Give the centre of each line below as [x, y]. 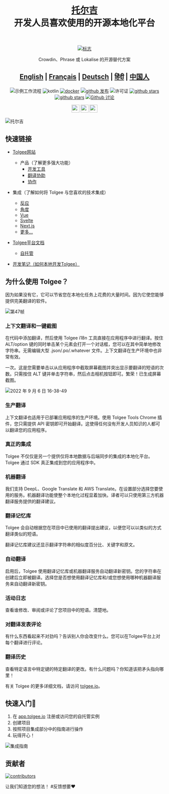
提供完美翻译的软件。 [27, 301]
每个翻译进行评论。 [25, 642]
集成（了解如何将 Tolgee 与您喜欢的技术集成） [61, 192]
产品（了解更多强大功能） [47, 163]
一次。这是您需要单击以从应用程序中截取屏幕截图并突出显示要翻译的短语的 [82, 368]
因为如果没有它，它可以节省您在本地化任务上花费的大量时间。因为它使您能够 [84, 294]
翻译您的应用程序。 [29, 430]
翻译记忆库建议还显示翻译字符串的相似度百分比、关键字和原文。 [71, 545]
